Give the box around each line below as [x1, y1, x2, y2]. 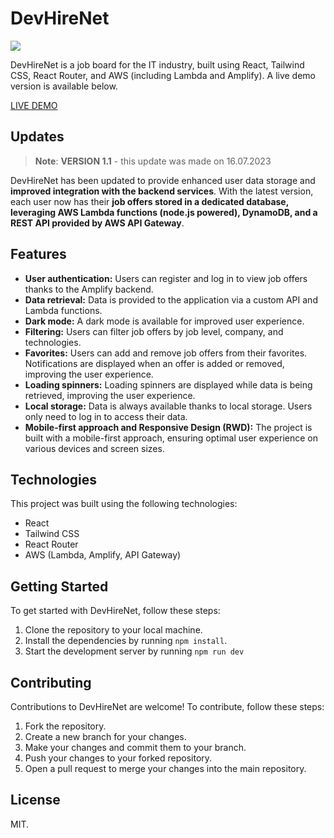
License [10, 792, 61, 809]
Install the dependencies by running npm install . [24, 635, 228, 647]
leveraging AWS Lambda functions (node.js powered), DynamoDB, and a [10, 206, 318, 218]
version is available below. [10, 80, 118, 92]
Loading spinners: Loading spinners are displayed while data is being [24, 378, 313, 391]
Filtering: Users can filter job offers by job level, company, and [24, 325, 284, 337]
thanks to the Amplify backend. [24, 283, 154, 295]
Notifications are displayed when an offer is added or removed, [24, 357, 285, 369]
